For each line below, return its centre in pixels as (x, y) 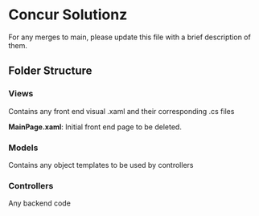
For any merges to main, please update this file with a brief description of (129, 37)
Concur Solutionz (68, 15)
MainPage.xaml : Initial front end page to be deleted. (95, 127)
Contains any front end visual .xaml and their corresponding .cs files (121, 111)
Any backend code (39, 203)
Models (23, 148)
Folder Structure (50, 71)
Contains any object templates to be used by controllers (101, 165)
